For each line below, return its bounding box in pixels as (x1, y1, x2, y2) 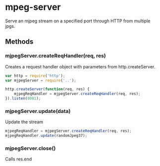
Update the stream (5, 119, 44, 125)
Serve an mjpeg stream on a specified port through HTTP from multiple (5, 18, 151, 24)
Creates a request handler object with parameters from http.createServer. (5, 63, 156, 69)
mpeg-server (5, 1, 61, 13)
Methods (5, 38, 34, 46)
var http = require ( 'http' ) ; (5, 73, 65, 78)
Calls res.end (5, 156, 32, 162)
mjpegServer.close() (5, 145, 56, 152)
